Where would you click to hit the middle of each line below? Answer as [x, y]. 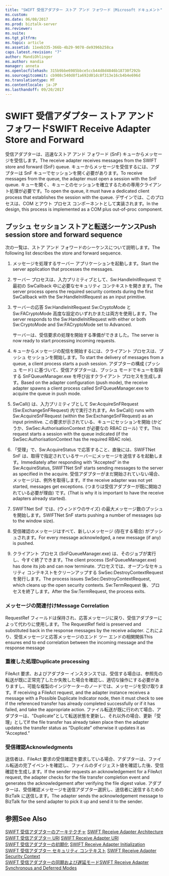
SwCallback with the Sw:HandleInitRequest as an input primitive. [79, 297]
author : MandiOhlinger [29, 57]
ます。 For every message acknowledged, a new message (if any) [93, 538]
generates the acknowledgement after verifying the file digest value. [76, 783]
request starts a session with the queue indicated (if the [70, 434]
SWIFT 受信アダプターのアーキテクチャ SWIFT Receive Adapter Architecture [84, 832]
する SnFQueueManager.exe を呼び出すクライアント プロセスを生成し [85, 377]
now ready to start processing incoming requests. [64, 341]
